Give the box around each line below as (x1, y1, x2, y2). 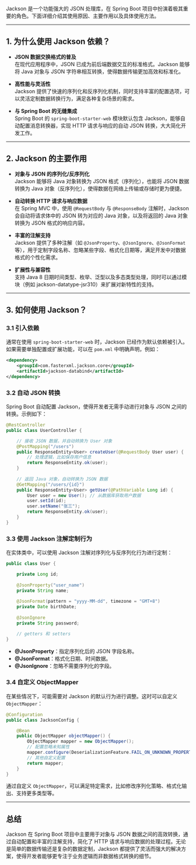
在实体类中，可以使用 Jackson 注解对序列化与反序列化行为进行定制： (6, 549, 173, 556)
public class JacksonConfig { (6, 717, 80, 723)
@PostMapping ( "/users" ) (16, 444, 75, 449)
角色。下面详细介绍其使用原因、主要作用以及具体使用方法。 (16, 12, 159, 19)
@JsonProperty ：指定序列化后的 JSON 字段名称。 (14, 647, 138, 654)
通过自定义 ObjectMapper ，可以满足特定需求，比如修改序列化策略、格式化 (6, 782, 182, 790)
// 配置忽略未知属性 (27, 744, 70, 750)
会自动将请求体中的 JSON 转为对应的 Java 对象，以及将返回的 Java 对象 (14, 212, 188, 219)
